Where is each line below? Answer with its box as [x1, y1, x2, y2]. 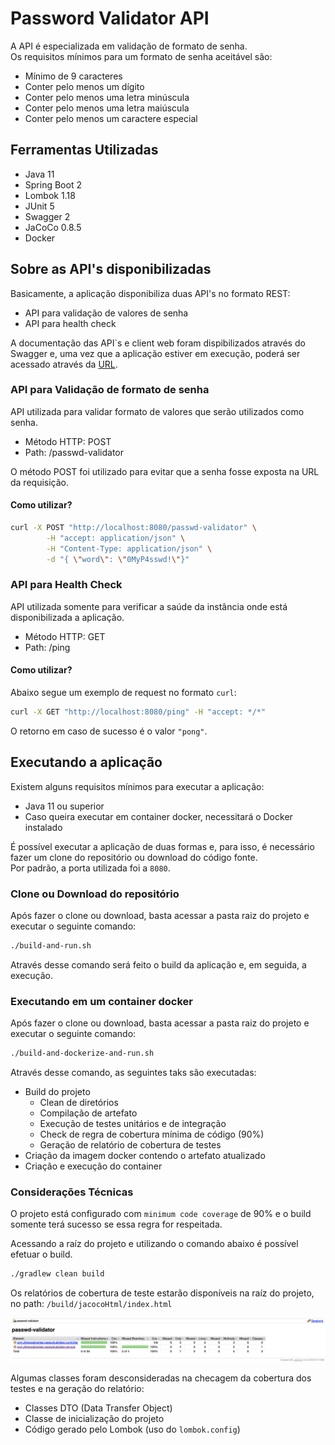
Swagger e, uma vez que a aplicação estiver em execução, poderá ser [10, 347, 301, 359]
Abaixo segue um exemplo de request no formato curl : [10, 687, 237, 699]
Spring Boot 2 [24, 178, 82, 191]
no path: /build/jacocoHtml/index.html [10, 1298, 173, 1310]
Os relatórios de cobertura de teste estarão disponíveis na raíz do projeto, [10, 1287, 315, 1299]
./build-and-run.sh [10, 941, 92, 951]
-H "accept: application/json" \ [46, 533, 186, 543]
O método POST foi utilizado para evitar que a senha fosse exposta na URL [10, 465, 320, 477]
